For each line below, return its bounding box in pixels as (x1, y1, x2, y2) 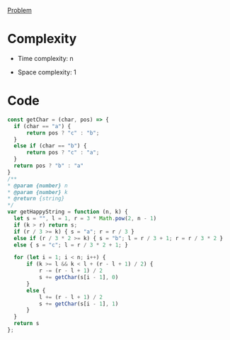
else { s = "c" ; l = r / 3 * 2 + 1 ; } (13, 241, 129, 249)
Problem (7, 6, 32, 14)
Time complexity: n (17, 54, 74, 62)
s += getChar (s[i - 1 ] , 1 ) (38, 300, 119, 307)
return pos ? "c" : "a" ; (25, 149, 100, 157)
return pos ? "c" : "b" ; (25, 129, 100, 137)
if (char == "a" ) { (13, 123, 71, 130)
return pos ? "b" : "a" (13, 162, 84, 169)
